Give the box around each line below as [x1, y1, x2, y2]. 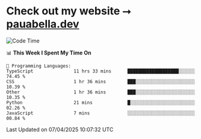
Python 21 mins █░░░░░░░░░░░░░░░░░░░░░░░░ [6, 99, 196, 105]
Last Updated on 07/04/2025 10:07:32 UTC [6, 126, 114, 133]
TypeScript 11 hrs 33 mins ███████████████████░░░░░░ [6, 68, 196, 74]
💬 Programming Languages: [6, 63, 71, 69]
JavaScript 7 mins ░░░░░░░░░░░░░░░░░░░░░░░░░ [6, 110, 196, 116]
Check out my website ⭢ [6, 4, 131, 18]
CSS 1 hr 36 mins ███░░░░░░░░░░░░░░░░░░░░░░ [6, 78, 196, 84]
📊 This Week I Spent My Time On [6, 49, 91, 56]
